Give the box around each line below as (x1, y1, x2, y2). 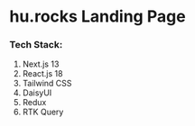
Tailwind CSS (22, 78, 72, 89)
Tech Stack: (9, 39, 63, 51)
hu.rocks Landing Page (9, 6, 187, 27)
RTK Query (22, 106, 64, 118)
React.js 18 (22, 68, 63, 79)
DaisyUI (22, 87, 52, 98)
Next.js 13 (22, 58, 60, 69)
